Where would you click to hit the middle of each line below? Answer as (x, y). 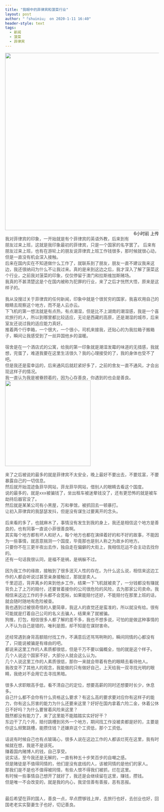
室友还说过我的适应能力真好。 (35, 323)
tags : (10, 28)
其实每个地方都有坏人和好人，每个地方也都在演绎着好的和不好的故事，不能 (80, 534)
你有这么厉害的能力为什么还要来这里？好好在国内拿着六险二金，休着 (82, 703)
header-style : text (25, 23)
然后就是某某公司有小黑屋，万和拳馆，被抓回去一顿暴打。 (63, 505)
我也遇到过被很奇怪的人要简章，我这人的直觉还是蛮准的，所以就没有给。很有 (82, 607)
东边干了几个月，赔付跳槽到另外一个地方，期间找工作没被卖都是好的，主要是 (82, 721)
